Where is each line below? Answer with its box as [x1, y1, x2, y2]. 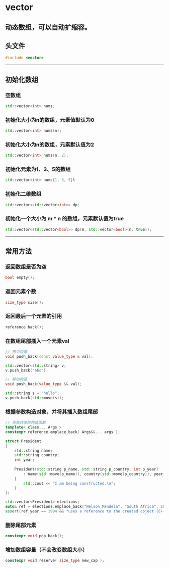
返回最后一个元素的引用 [5, 313, 62, 320]
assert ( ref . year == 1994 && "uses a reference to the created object [5, 509, 154, 514]
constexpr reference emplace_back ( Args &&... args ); [5, 429, 121, 435]
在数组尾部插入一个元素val [5, 338, 69, 345]
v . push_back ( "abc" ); [5, 368, 49, 373]
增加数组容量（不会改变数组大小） [5, 546, 88, 553]
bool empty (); [5, 275, 35, 280]
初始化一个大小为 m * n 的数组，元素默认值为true [5, 215, 124, 222]
